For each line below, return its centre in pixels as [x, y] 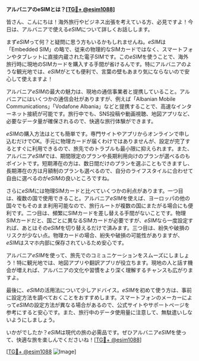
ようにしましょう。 [34, 320]
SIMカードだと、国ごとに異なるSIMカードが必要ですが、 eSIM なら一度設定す [100, 221]
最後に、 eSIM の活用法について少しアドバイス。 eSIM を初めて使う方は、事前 [99, 290]
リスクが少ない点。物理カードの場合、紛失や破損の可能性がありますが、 [94, 235]
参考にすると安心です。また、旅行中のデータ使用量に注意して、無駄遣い [94, 312]
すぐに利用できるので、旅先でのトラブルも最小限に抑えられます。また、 [105, 148]
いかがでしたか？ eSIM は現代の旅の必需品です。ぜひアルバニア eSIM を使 [94, 332]
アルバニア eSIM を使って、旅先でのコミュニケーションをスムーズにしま [93, 255]
